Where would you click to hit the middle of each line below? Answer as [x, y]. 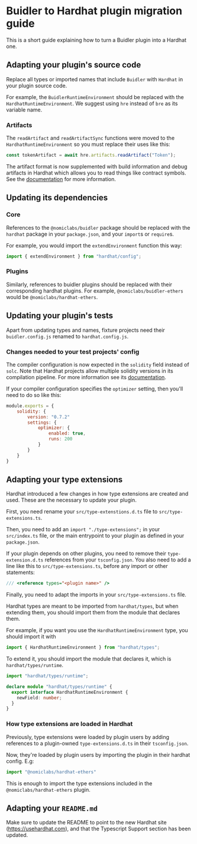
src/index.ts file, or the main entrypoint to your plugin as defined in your [95, 536]
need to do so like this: [34, 395]
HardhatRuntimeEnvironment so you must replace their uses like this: [88, 144]
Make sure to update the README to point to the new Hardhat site [86, 823]
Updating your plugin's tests [60, 316]
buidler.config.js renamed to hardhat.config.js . [67, 336]
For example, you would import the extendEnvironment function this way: [94, 245]
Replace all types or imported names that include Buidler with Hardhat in [95, 79]
